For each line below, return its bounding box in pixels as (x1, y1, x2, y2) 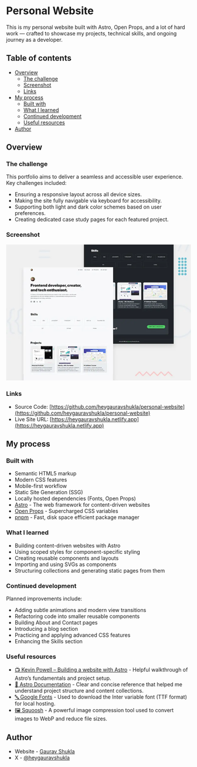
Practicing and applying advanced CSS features (14, 632, 131, 639)
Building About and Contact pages (14, 619, 98, 626)
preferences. (14, 210, 46, 217)
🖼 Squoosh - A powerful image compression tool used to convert (14, 707, 174, 714)
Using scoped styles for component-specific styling (14, 548, 141, 555)
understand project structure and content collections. (14, 687, 144, 695)
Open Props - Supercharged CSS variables (14, 508, 118, 515)
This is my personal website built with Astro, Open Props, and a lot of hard (6, 24, 186, 31)
